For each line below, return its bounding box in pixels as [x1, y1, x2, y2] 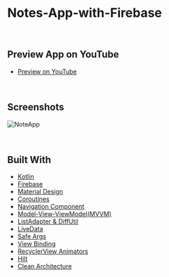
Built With [7, 153, 51, 166]
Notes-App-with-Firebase [7, 5, 163, 21]
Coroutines [17, 195, 50, 203]
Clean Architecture [17, 262, 72, 271]
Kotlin [17, 172, 34, 181]
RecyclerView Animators [17, 247, 89, 256]
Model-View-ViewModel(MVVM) [17, 210, 112, 219]
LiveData [17, 225, 43, 233]
